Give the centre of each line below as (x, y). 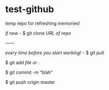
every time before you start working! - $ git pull (55, 53)
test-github (30, 9)
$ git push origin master (30, 82)
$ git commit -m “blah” (29, 72)
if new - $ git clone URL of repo (38, 33)
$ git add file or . (23, 62)
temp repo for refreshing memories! (43, 23)
